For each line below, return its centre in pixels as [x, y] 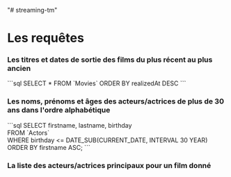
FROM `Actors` [29, 133]
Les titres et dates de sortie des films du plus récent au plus [110, 60]
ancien [19, 69]
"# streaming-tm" [32, 10]
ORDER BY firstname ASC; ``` [49, 147]
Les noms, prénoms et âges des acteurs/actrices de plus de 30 [116, 101]
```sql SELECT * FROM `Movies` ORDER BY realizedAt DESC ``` [97, 83]
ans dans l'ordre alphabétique [59, 110]
